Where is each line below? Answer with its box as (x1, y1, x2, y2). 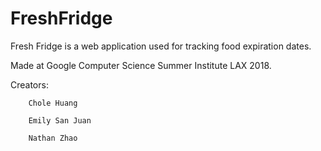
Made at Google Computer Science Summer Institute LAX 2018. (10, 59, 272, 71)
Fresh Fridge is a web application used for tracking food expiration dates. (10, 40, 312, 52)
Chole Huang (28, 98, 78, 108)
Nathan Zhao (28, 133, 78, 143)
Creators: (10, 78, 49, 91)
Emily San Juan (28, 115, 92, 126)
